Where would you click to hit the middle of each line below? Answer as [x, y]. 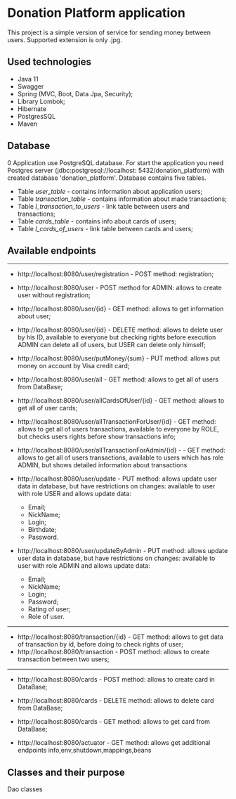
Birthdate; [42, 530]
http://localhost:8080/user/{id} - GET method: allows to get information [120, 309]
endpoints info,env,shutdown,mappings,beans [84, 751]
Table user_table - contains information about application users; [110, 191]
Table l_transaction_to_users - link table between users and [103, 206]
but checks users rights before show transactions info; [96, 436]
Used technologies [50, 62]
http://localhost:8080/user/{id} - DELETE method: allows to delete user [120, 330]
